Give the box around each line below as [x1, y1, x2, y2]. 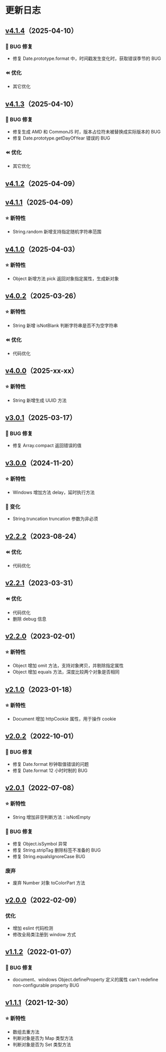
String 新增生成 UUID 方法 [12, 397, 67, 403]
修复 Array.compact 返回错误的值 [12, 443, 82, 449]
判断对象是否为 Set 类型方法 [12, 1041, 71, 1048]
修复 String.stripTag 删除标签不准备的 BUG [12, 847, 101, 853]
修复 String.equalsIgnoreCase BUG [12, 853, 86, 859]
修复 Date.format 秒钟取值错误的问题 [12, 761, 89, 767]
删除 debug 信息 [12, 616, 47, 622]
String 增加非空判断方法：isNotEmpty [12, 814, 91, 820]
